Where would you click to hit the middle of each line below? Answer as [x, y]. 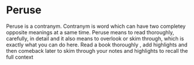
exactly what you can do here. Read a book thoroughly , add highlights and [97, 45]
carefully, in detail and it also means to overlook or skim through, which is [95, 38]
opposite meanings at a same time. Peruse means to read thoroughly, [90, 32]
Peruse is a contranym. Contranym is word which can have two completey [96, 26]
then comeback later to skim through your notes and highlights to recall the [97, 50]
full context [20, 57]
